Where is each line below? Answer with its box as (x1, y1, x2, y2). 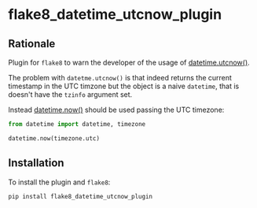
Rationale (8, 37, 56, 50)
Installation (8, 156, 64, 170)
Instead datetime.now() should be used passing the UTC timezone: (8, 105, 225, 114)
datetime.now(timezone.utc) (8, 134, 101, 143)
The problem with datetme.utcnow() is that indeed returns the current (8, 73, 232, 82)
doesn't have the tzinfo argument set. (8, 90, 133, 99)
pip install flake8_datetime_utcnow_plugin (8, 192, 153, 200)
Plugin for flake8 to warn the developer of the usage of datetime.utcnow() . (8, 58, 250, 67)
